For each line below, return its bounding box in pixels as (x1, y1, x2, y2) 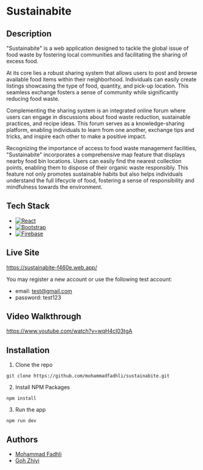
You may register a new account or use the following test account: (6, 275, 172, 283)
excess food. (6, 58, 39, 64)
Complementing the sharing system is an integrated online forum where (6, 107, 186, 114)
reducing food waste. (6, 95, 60, 102)
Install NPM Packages (15, 384, 71, 391)
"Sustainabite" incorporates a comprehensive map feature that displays (6, 151, 185, 158)
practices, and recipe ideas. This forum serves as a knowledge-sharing (6, 120, 185, 127)
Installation (6, 345, 50, 355)
